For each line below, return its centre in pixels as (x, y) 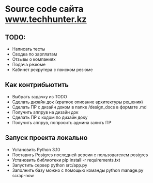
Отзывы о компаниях (34, 59)
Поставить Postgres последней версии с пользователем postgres (80, 155)
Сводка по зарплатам (34, 54)
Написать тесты (29, 49)
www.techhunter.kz (46, 19)
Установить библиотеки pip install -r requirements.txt (66, 160)
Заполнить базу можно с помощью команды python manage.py (78, 170)
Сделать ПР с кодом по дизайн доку (50, 117)
